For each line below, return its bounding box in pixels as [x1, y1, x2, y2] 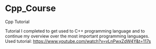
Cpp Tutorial [5, 19, 30, 24]
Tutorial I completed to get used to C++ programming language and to [5, 28, 145, 34]
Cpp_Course [5, 3, 56, 14]
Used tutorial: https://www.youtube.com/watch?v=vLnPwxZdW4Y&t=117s [5, 38, 151, 44]
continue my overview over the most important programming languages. [5, 33, 149, 39]
